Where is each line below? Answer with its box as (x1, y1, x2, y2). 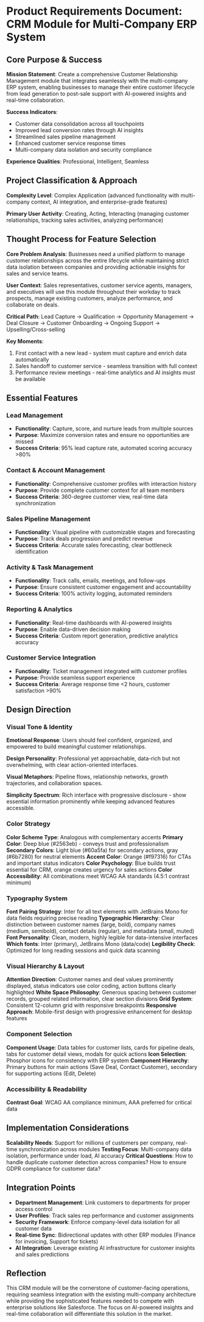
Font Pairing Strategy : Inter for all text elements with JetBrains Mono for (6, 908, 188, 915)
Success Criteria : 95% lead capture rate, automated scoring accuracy (15, 444, 192, 452)
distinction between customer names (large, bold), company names (6, 921, 176, 928)
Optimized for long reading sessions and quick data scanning (6, 947, 160, 954)
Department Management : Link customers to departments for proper (15, 1199, 191, 1206)
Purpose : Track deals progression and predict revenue (15, 535, 153, 542)
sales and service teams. (6, 269, 69, 277)
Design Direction (6, 705, 71, 715)
